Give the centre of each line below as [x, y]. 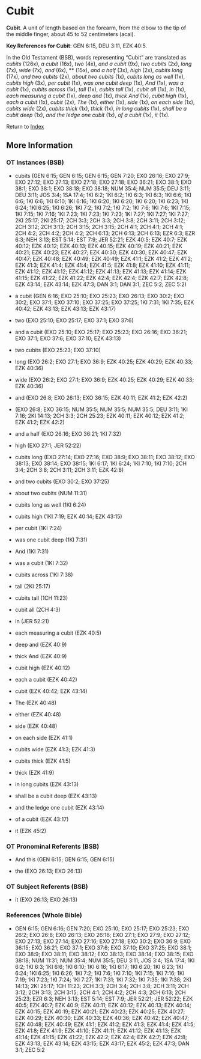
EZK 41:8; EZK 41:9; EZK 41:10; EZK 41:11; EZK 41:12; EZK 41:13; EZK [98, 1030]
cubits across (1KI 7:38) [44, 575]
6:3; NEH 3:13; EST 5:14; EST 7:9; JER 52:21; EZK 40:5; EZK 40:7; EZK [101, 239]
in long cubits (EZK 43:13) [47, 784]
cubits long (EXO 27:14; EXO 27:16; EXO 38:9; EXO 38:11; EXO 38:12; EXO [105, 457]
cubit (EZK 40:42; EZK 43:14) [51, 691]
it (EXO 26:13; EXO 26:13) [46, 900]
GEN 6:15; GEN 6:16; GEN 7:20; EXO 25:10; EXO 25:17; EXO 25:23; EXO [102, 928]
